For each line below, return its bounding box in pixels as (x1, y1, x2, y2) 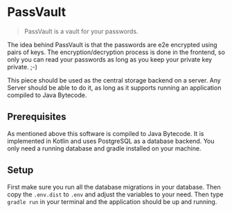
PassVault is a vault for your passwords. (24, 27, 139, 35)
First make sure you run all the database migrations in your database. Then (7, 182, 221, 191)
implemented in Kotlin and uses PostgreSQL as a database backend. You (7, 137, 215, 145)
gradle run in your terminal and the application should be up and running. (7, 197, 217, 205)
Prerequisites (7, 111, 66, 123)
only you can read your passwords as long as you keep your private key (7, 55, 213, 63)
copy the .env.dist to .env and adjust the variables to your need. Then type (7, 190, 224, 198)
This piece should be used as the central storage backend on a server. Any (7, 76, 222, 84)
